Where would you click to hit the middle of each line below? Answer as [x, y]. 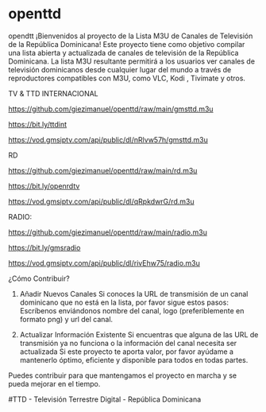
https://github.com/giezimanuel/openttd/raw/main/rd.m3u [103, 170]
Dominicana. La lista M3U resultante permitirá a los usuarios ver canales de [132, 61]
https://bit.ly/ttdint [38, 124]
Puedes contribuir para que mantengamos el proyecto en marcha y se [122, 375]
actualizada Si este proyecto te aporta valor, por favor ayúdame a [127, 352]
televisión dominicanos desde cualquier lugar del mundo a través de [120, 69]
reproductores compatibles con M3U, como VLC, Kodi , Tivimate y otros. [127, 78]
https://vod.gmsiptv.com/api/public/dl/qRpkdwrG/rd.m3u [101, 201]
